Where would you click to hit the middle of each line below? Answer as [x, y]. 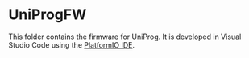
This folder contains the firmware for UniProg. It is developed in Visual [125, 37]
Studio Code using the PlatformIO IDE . [72, 44]
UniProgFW [48, 15]
